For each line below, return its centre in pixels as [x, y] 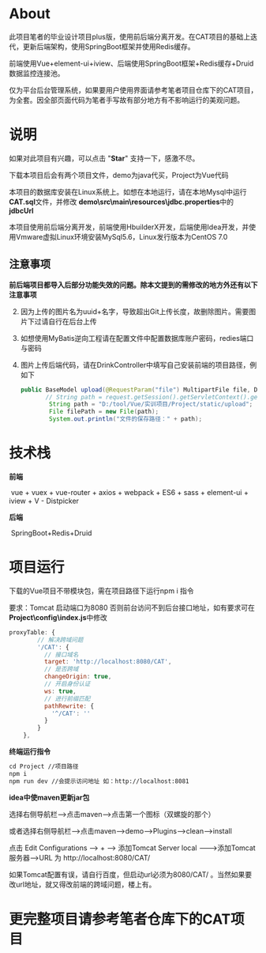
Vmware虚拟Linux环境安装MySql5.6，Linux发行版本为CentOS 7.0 [122, 236]
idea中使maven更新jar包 [49, 797]
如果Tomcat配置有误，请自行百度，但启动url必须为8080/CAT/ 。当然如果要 [131, 874]
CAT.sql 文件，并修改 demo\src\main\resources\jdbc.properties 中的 [122, 202]
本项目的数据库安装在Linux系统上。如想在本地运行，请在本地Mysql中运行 [128, 191]
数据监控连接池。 [37, 73]
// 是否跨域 [61, 669]
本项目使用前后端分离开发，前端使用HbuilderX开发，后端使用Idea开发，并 [129, 227]
